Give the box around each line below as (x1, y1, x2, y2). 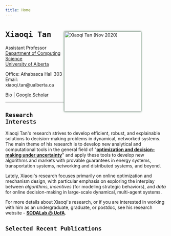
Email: (5, 76, 18, 82)
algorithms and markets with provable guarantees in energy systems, (5, 157, 151, 164)
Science (5, 55, 23, 61)
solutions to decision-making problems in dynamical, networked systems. (5, 136, 161, 142)
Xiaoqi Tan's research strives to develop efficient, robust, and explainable (5, 130, 160, 136)
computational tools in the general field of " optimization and (5, 146, 133, 153)
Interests (5, 118, 37, 125)
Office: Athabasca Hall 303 (5, 71, 62, 77)
